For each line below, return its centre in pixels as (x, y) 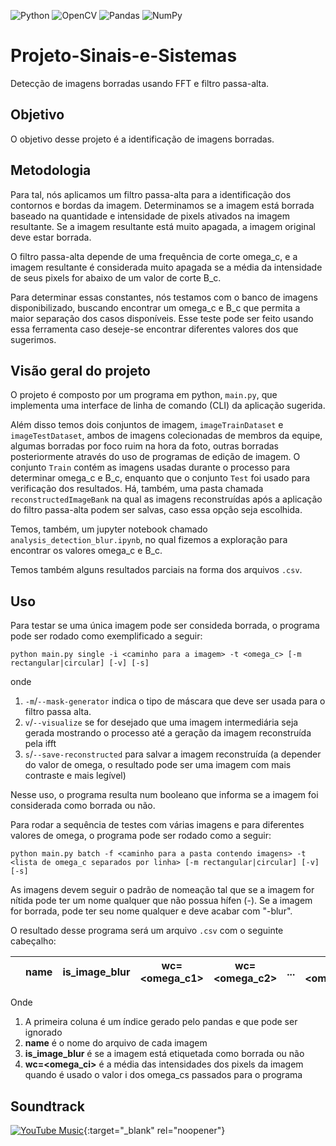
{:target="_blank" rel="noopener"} (154, 1130)
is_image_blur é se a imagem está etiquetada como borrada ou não (164, 1054)
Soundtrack (48, 1106)
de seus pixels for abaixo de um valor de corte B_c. (116, 277)
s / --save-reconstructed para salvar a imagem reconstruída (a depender (173, 754)
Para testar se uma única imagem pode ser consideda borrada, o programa (165, 626)
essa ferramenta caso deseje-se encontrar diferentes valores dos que (154, 329)
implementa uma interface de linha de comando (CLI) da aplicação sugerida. (168, 406)
